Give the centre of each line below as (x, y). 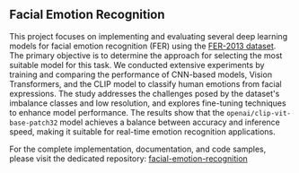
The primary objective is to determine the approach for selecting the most (146, 55)
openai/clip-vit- (259, 113)
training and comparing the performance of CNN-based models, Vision (141, 74)
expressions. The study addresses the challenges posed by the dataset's (145, 93)
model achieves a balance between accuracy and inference (170, 122)
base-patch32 (34, 123)
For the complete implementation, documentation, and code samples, (138, 149)
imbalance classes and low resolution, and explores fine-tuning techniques (148, 103)
